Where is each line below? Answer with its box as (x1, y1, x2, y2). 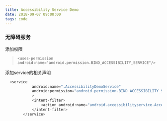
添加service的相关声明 (5, 69, 51, 75)
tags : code (5, 16, 28, 21)
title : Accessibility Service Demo (5, 7, 79, 12)
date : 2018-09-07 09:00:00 (5, 12, 61, 17)
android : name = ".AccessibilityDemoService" (31, 84, 121, 89)
